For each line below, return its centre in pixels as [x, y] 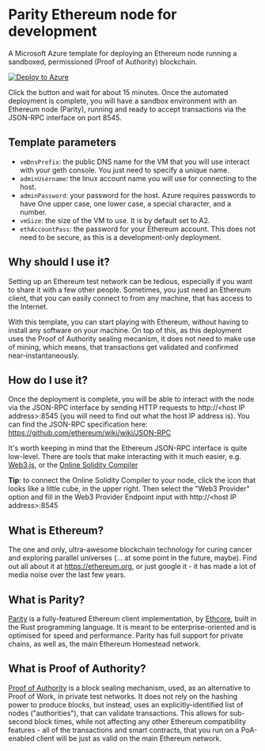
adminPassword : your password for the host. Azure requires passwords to [138, 195]
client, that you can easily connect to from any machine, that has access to [131, 298]
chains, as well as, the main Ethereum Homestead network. [105, 644]
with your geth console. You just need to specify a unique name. [124, 170]
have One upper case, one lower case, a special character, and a [125, 203]
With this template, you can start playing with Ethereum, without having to [129, 321]
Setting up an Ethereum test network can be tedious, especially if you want [131, 281]
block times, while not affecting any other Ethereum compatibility [140, 721]
